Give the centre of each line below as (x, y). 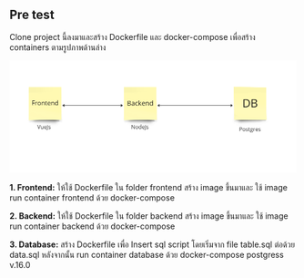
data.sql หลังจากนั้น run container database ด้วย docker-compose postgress (147, 255)
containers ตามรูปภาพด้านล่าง (58, 47)
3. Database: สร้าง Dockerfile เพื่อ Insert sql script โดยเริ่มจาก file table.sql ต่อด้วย (152, 244)
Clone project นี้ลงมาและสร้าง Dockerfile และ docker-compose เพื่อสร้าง (133, 36)
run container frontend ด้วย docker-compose (92, 198)
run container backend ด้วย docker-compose (92, 226)
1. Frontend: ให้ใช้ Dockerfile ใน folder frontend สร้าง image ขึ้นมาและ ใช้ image (149, 188)
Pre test (32, 15)
